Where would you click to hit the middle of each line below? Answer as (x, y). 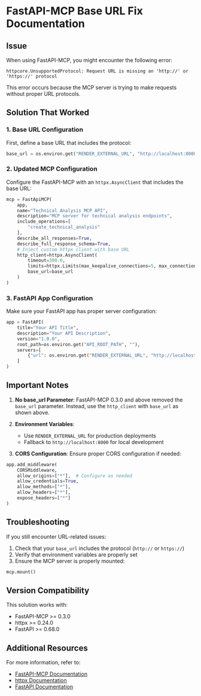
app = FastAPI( (25, 322)
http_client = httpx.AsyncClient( (57, 255)
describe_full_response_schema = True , (64, 244)
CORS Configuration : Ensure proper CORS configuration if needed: (98, 454)
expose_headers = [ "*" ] (44, 498)
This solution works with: (37, 605)
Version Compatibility (48, 590)
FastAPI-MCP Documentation (51, 674)
